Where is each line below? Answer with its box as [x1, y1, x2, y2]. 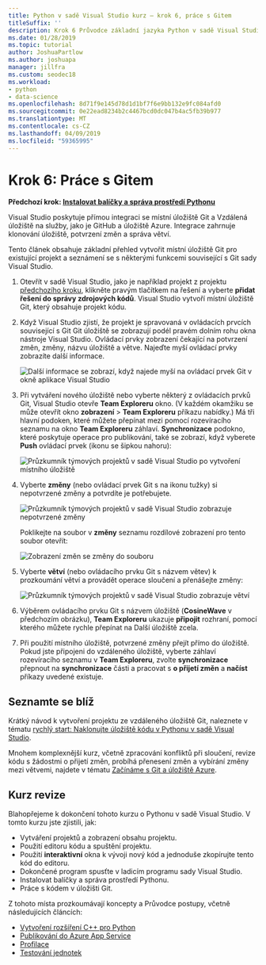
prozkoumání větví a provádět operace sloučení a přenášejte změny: [19, 576, 244, 585]
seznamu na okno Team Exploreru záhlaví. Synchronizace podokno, [19, 424, 245, 434]
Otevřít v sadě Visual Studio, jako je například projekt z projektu [19, 277, 227, 286]
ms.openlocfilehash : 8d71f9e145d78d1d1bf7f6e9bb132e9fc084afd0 [8, 100, 222, 108]
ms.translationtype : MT [8, 115, 87, 123]
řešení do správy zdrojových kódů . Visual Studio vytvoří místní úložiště [19, 294, 254, 304]
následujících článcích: [8, 907, 83, 917]
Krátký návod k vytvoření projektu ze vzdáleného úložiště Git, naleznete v [8, 716, 248, 726]
